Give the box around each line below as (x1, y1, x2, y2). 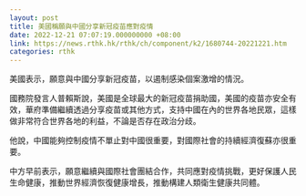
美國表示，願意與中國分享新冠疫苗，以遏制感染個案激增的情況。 (9, 74, 249, 85)
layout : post (9, 13, 59, 23)
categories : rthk (9, 47, 76, 57)
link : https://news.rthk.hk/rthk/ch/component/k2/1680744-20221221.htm (9, 38, 287, 48)
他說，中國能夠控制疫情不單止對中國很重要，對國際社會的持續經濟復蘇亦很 (9, 135, 289, 146)
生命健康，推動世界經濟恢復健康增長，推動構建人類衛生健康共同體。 (9, 177, 265, 188)
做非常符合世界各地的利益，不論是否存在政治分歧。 (9, 116, 201, 127)
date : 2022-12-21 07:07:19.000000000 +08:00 (9, 30, 181, 39)
